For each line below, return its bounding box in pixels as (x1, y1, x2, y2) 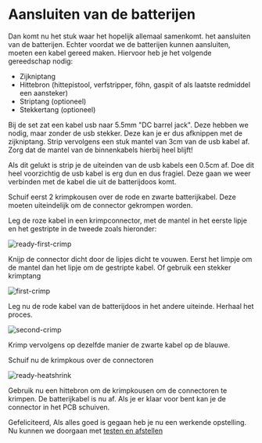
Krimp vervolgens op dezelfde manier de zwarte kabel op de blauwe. (8, 340, 231, 350)
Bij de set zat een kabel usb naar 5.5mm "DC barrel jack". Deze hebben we (8, 120, 249, 129)
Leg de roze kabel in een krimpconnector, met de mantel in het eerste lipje (8, 216, 248, 225)
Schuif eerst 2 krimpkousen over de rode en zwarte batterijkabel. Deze (8, 192, 236, 202)
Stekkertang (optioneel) (19, 104, 96, 114)
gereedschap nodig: (8, 56, 73, 66)
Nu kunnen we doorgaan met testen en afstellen (8, 426, 163, 435)
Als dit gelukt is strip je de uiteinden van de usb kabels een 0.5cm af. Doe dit (8, 160, 254, 169)
